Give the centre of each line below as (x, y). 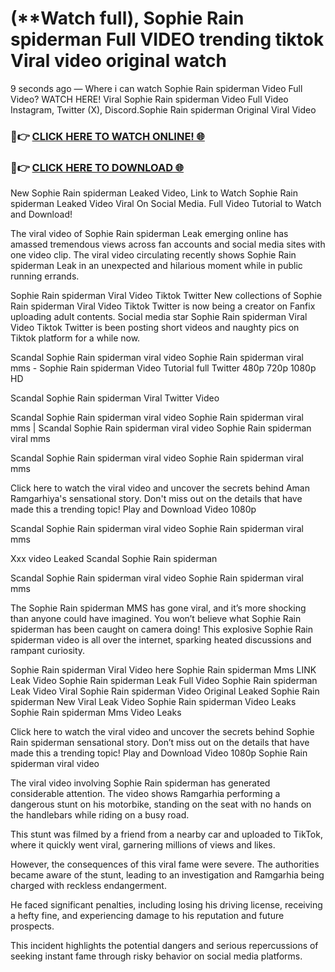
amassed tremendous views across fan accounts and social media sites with (168, 244)
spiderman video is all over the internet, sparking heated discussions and (161, 640)
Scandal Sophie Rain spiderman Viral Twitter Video (115, 398)
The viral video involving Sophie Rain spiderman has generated (140, 783)
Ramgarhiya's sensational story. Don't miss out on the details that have (156, 499)
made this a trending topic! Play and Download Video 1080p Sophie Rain (159, 753)
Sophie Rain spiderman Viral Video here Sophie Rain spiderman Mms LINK (163, 670)
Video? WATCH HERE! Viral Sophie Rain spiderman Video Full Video (149, 99)
